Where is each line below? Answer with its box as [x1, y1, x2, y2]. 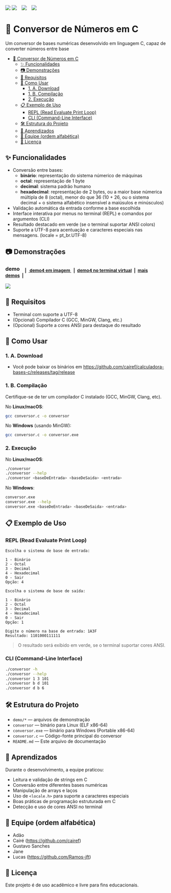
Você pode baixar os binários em [12, 364, 83, 370]
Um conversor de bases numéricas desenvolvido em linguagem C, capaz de [5, 40, 166, 46]
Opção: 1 [5, 620, 24, 625]
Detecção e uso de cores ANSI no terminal [12, 804, 103, 810]
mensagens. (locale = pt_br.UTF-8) [12, 232, 87, 238]
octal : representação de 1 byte [20, 178, 85, 184]
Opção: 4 [5, 580, 24, 585]
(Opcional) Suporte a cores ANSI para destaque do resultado [12, 322, 141, 328]
